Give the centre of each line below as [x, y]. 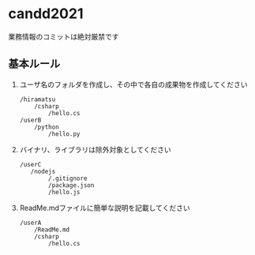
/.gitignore [68, 178]
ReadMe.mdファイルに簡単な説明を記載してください [105, 208]
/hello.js [64, 192]
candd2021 [46, 14]
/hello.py [64, 134]
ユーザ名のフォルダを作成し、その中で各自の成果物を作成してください [133, 84]
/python [47, 127]
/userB [30, 120]
